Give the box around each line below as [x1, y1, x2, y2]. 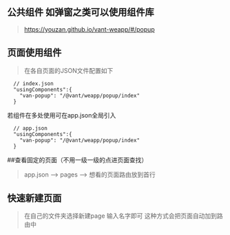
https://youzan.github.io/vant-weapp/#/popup [23, 25, 155, 33]
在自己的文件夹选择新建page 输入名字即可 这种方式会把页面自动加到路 [23, 212, 223, 220]
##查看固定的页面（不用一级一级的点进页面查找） [7, 155, 148, 164]
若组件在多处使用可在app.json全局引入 [7, 111, 116, 119]
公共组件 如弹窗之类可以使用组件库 [7, 6, 154, 19]
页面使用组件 [7, 47, 62, 58]
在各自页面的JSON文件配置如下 [23, 66, 114, 74]
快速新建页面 [7, 192, 62, 204]
